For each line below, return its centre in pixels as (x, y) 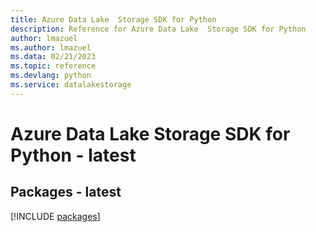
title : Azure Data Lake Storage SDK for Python (113, 19)
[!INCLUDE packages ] (55, 216)
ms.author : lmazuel (51, 47)
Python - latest (73, 155)
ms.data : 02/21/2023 (53, 57)
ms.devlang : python (51, 76)
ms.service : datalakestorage (71, 85)
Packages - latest (66, 192)
